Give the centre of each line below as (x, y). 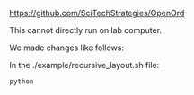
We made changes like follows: (66, 47)
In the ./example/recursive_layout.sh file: (84, 65)
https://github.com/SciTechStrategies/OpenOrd (97, 13)
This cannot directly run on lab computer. (86, 30)
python (22, 82)
